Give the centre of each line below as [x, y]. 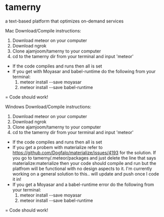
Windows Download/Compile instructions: [48, 106]
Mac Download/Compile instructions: [43, 30]
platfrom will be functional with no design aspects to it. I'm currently [82, 168]
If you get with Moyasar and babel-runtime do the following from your [84, 71]
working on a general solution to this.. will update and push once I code [86, 173]
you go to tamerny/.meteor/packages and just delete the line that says [84, 158]
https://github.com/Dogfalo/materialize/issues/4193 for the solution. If [84, 152]
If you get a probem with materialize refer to [58, 147]
